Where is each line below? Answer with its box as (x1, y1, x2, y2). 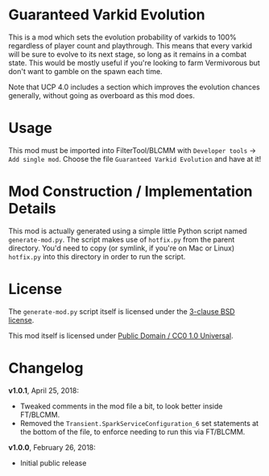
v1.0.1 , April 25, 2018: (8, 385, 79, 395)
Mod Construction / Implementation (8, 183, 253, 201)
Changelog (8, 358, 84, 377)
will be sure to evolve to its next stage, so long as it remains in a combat (8, 49, 247, 59)
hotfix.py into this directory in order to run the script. (8, 251, 186, 261)
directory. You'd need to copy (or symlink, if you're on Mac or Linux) (8, 243, 235, 253)
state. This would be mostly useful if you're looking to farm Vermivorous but (8, 58, 260, 68)
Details (8, 200, 56, 218)
